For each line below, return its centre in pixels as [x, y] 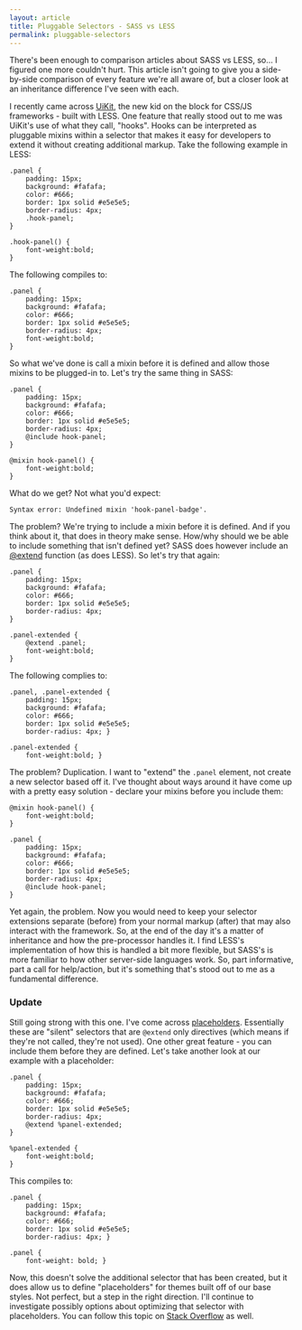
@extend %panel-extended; [74, 1124]
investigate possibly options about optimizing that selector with [127, 1306]
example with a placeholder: [62, 1060]
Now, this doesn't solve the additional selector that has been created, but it [148, 1277]
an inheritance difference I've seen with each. [94, 89]
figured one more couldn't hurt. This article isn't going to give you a [135, 70]
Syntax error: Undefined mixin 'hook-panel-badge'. [108, 510]
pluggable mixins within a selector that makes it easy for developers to [140, 136]
